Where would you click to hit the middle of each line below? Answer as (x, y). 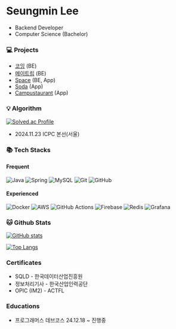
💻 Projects (22, 50)
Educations (23, 306)
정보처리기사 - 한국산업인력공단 (51, 284)
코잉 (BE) (26, 66)
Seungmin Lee (42, 11)
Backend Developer (39, 28)
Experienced (22, 194)
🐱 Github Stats (29, 222)
